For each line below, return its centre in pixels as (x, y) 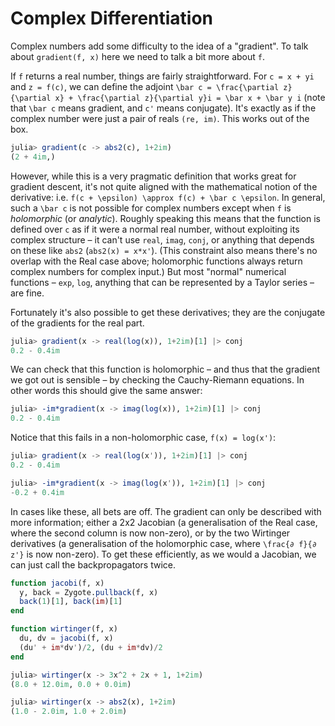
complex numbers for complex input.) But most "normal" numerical (148, 271)
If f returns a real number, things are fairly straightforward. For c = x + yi (162, 76)
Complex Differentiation (112, 18)
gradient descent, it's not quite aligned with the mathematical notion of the (164, 186)
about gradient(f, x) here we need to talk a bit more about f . (137, 56)
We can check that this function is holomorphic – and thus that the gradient (165, 369)
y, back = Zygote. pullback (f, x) (89, 592)
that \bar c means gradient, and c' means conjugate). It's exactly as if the (163, 108)
